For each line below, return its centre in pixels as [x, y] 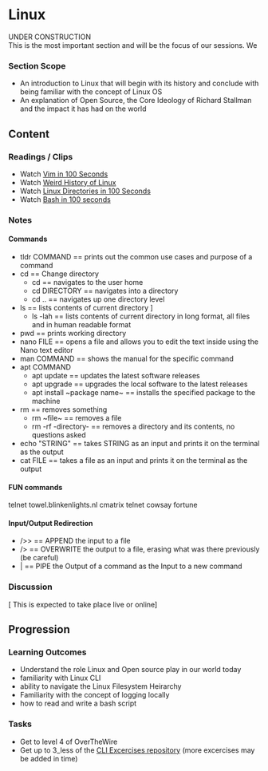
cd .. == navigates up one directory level [98, 299]
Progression [39, 629]
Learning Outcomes [47, 652]
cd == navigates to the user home [87, 283]
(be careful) [39, 558]
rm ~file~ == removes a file [77, 418]
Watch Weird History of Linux [68, 182]
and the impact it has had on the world [83, 109]
